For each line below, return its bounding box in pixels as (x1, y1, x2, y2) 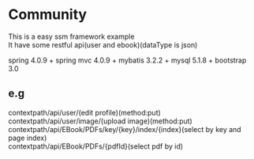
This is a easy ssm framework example (8, 32, 135, 41)
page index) (8, 133, 47, 142)
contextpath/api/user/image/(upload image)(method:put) (8, 116, 193, 126)
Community (8, 6, 88, 24)
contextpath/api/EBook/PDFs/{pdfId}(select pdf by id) (8, 141, 184, 151)
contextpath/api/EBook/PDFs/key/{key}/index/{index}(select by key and (8, 124, 242, 134)
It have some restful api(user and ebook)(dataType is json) (8, 40, 198, 49)
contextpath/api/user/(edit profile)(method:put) (8, 108, 162, 117)
